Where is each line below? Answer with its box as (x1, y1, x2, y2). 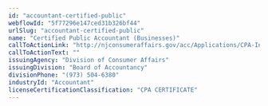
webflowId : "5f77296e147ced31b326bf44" (8, 19, 141, 27)
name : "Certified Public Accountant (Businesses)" (8, 33, 180, 42)
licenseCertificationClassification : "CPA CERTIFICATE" (8, 85, 198, 94)
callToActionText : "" (8, 49, 81, 57)
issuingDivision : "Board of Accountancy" (8, 64, 148, 72)
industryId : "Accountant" (8, 78, 94, 86)
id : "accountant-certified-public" (8, 11, 127, 20)
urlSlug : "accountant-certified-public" (8, 26, 145, 34)
